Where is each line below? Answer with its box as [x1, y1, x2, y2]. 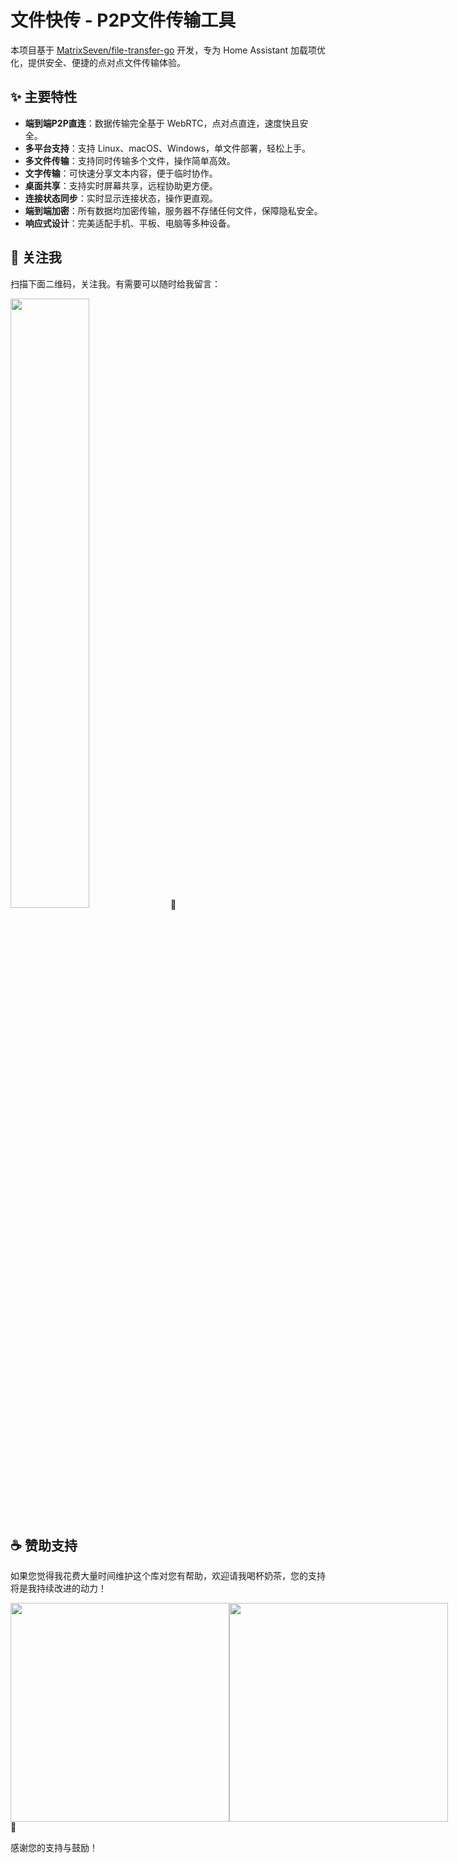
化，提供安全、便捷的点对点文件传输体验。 [10, 56, 186, 68]
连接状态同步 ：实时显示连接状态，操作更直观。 [24, 192, 218, 204]
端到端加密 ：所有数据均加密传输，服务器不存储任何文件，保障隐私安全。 [24, 204, 323, 216]
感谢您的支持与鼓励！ [10, 1842, 98, 1854]
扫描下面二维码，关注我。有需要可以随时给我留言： [10, 277, 221, 290]
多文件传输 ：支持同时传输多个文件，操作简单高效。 [24, 154, 236, 166]
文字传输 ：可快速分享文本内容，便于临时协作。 [24, 167, 218, 179]
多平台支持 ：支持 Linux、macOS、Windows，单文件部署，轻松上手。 [24, 142, 312, 154]
